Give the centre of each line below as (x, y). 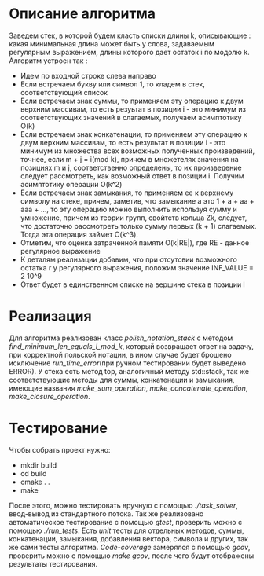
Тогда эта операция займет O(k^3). (79, 234)
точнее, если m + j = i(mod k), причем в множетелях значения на (129, 159)
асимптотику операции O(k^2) (71, 184)
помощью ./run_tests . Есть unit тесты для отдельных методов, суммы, (126, 530)
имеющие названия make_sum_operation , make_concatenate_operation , (128, 388)
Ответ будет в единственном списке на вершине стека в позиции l (133, 284)
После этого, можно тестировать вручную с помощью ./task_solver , (123, 505)
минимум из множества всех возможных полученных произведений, (137, 151)
